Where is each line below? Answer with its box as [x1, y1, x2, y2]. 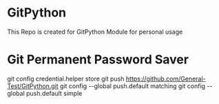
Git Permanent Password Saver [7, 52, 189, 67]
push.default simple [26, 89, 83, 97]
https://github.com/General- [125, 74, 206, 83]
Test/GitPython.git [7, 81, 59, 90]
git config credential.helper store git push [7, 74, 125, 83]
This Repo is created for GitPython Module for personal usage [7, 28, 183, 36]
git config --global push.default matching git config [59, 81, 205, 90]
